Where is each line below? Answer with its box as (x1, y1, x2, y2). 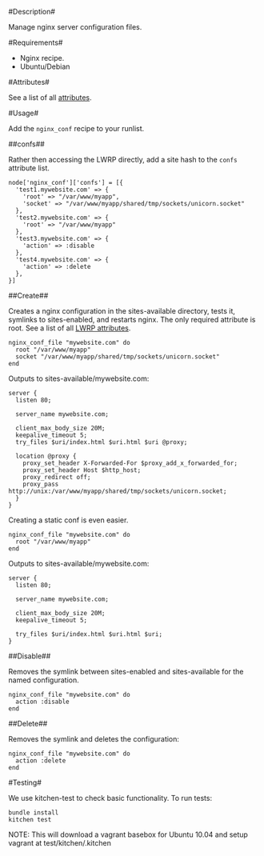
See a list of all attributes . (8, 93, 92, 102)
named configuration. (8, 675, 79, 685)
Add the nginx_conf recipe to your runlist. (8, 124, 145, 133)
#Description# (8, 7, 56, 16)
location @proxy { (15, 452, 78, 460)
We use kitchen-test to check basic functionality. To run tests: (8, 794, 213, 802)
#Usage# (8, 108, 39, 118)
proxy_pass (22, 480, 59, 488)
